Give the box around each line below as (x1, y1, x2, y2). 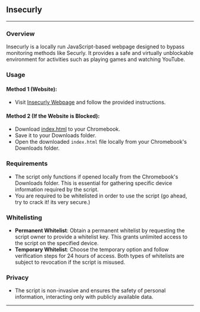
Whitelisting (6, 213, 43, 221)
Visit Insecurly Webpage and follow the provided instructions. (14, 98, 166, 106)
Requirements (6, 159, 48, 168)
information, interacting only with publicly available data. (14, 294, 154, 301)
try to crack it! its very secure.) (14, 198, 90, 205)
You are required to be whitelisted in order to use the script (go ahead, (14, 192, 187, 199)
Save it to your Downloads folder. (14, 132, 96, 139)
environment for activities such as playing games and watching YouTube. (6, 56, 186, 63)
